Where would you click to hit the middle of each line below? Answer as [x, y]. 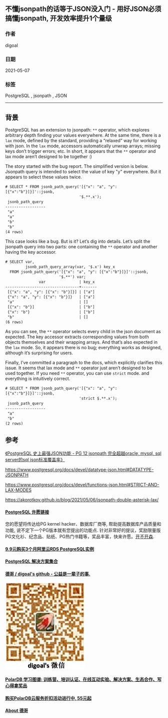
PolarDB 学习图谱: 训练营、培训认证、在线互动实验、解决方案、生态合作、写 [83, 679]
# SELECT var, [20, 262]
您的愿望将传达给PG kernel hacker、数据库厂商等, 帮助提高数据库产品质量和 [83, 524]
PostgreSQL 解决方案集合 [32, 561]
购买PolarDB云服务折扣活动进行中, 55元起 [48, 698]
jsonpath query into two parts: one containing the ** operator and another [81, 247]
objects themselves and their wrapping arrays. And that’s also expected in [81, 342]
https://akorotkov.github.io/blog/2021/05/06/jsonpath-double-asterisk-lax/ [82, 499]
